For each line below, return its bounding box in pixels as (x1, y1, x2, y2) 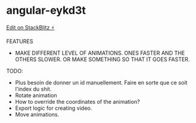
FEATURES (6, 37, 34, 45)
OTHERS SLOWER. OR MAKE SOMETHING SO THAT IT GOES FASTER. (14, 55, 190, 63)
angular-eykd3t (6, 4, 86, 17)
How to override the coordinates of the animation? (14, 98, 141, 105)
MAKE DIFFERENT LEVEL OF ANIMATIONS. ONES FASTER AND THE (14, 49, 185, 56)
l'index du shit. (14, 85, 52, 92)
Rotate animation (14, 91, 57, 99)
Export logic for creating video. (14, 104, 92, 112)
